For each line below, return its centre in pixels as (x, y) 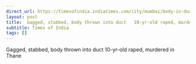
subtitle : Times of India (37, 28)
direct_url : (20, 11)
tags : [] (17, 33)
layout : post (22, 17)
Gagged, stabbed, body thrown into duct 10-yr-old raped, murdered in (90, 49)
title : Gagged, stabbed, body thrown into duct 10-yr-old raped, (91, 22)
